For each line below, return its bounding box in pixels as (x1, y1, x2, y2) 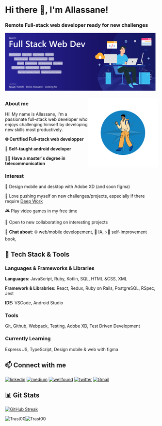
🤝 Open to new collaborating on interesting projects (5, 219, 108, 225)
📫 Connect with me (5, 361, 66, 370)
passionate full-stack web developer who (5, 116, 88, 122)
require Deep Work (5, 198, 43, 204)
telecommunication (5, 161, 45, 167)
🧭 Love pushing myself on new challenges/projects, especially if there (5, 193, 145, 199)
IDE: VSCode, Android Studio (5, 300, 64, 306)
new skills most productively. (5, 127, 63, 133)
